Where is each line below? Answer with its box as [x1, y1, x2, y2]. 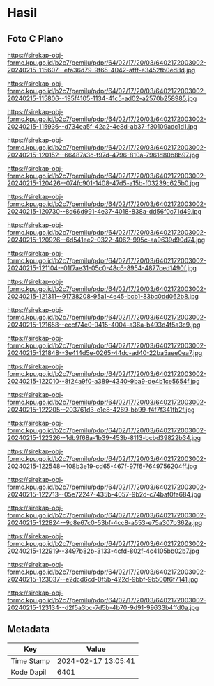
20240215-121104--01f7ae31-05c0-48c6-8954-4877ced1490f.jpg [7, 264, 197, 272]
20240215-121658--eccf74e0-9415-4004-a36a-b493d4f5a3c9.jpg [7, 320, 201, 329]
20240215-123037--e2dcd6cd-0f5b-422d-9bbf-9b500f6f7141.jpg [7, 575, 199, 583]
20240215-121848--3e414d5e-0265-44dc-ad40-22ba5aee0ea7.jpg [7, 349, 203, 357]
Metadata [7, 623, 50, 635]
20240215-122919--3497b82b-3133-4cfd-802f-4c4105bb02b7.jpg [7, 547, 200, 555]
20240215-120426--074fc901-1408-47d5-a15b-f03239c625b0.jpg [7, 179, 200, 187]
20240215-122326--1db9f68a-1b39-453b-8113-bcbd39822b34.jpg [7, 434, 201, 442]
